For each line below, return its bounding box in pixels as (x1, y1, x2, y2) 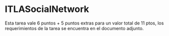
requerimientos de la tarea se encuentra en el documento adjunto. (5, 25, 144, 31)
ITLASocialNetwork (5, 3, 89, 15)
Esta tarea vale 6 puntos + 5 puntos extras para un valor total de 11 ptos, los (5, 20, 164, 26)
